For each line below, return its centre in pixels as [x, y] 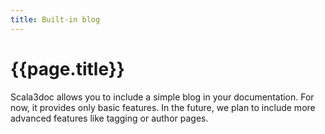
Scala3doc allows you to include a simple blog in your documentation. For [162, 97]
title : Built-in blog [55, 19]
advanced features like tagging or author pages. [109, 118]
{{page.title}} [67, 68]
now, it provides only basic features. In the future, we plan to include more [163, 107]
